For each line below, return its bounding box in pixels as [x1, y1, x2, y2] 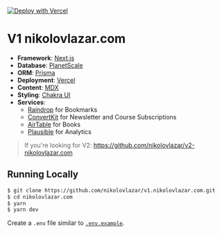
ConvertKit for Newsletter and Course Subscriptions [27, 112, 177, 121]
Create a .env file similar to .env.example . [7, 219, 125, 227]
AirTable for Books [27, 120, 81, 128]
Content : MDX [17, 83, 59, 92]
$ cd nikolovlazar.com [7, 193, 73, 201]
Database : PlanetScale [17, 61, 83, 69]
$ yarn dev [7, 206, 39, 213]
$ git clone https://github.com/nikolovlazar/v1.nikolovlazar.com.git [7, 187, 216, 194]
